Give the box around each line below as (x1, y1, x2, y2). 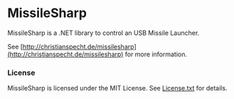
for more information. (124, 50, 187, 58)
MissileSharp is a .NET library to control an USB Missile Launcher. (7, 28, 200, 37)
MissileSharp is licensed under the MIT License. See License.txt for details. (7, 84, 228, 93)
